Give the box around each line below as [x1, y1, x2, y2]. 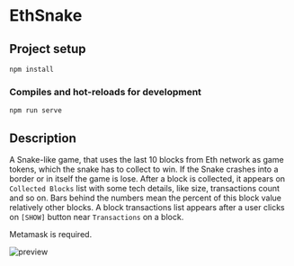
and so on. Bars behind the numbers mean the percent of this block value [9, 192, 281, 203]
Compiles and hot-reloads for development [9, 85, 202, 98]
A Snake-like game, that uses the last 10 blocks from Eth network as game [9, 155, 285, 165]
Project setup [9, 41, 87, 57]
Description [9, 130, 76, 146]
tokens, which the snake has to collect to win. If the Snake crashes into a [9, 164, 279, 175]
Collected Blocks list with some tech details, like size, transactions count [9, 183, 281, 194]
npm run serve [9, 106, 63, 115]
